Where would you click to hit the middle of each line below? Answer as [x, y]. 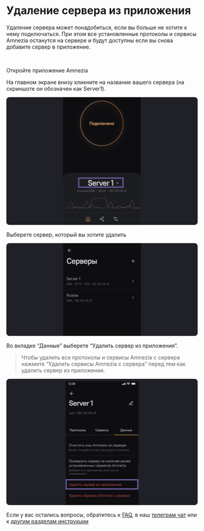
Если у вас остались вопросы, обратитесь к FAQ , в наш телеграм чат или [102, 515]
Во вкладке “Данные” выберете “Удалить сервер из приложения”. [92, 346]
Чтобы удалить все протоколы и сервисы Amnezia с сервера [100, 358]
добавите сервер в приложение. [49, 47]
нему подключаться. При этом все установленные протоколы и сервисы [102, 33]
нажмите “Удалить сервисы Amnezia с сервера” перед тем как [104, 364]
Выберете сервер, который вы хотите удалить [66, 234]
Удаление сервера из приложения [99, 11]
